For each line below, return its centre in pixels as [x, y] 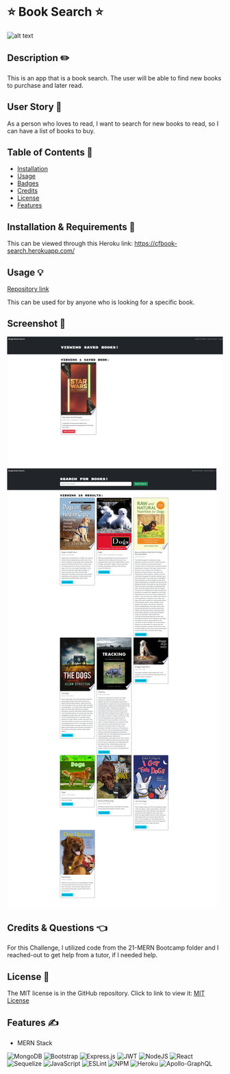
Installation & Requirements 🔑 [71, 227]
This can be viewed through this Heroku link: [70, 244]
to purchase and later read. [45, 85]
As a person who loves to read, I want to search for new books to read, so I [113, 124]
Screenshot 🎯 [37, 324]
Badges [28, 183]
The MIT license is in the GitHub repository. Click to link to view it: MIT [106, 993]
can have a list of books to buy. [51, 130]
